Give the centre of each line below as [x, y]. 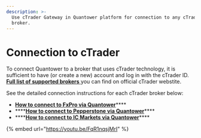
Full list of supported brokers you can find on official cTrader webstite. [94, 82]
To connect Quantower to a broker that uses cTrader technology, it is [91, 69]
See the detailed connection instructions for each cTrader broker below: [95, 93]
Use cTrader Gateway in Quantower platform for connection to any [96, 17]
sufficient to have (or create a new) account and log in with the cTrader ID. [98, 75]
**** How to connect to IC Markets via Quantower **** [82, 118]
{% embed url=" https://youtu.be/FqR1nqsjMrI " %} [68, 129]
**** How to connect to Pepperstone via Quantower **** [85, 111]
